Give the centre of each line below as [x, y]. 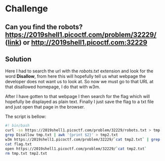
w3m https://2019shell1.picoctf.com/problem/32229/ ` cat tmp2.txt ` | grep [83, 140]
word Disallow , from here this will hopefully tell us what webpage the [76, 76]
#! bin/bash [17, 126]
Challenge [27, 9]
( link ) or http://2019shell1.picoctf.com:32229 [76, 42]
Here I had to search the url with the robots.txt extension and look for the [79, 71]
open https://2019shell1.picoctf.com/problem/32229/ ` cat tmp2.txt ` [76, 149]
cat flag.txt [19, 144]
